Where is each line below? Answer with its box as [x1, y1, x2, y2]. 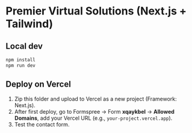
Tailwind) [5, 17, 54, 31]
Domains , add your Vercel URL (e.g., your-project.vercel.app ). [14, 114, 173, 122]
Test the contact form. [14, 120, 70, 128]
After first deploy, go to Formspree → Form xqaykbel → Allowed [14, 108, 175, 115]
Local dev [5, 41, 43, 51]
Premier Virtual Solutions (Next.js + [5, 4, 187, 18]
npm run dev [5, 62, 36, 69]
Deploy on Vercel [5, 79, 72, 90]
